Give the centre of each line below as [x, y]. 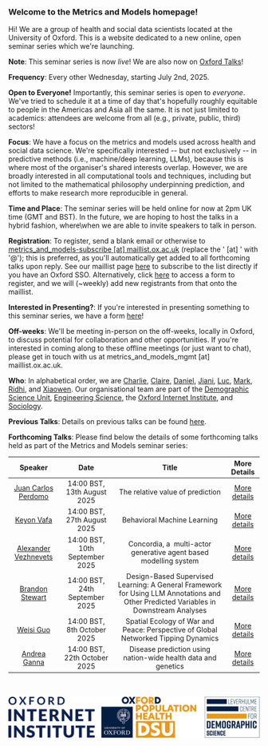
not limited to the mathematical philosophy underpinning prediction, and [126, 185]
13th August [86, 492]
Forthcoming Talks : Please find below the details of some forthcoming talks [134, 437]
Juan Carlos [34, 488]
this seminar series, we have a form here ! [76, 316]
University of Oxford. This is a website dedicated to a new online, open [125, 38]
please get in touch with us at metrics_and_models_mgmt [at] [109, 357]
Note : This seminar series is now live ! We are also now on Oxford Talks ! [126, 62]
